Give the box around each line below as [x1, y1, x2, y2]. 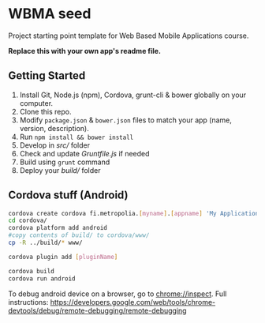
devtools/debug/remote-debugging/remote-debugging [8, 306, 187, 315]
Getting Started [8, 69, 86, 83]
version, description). [19, 123, 89, 133]
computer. [19, 98, 54, 107]
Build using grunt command [19, 157, 110, 167]
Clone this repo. [19, 107, 72, 116]
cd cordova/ [8, 216, 47, 225]
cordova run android [8, 274, 77, 283]
